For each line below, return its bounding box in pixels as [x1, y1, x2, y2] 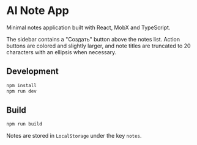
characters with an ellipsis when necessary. [6, 48, 117, 55]
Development [6, 66, 59, 77]
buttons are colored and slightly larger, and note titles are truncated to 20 [6, 42, 191, 49]
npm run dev [6, 88, 37, 94]
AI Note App [6, 4, 69, 18]
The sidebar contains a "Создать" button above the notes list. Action [6, 35, 180, 43]
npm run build [6, 121, 43, 127]
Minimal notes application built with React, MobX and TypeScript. [6, 24, 171, 31]
